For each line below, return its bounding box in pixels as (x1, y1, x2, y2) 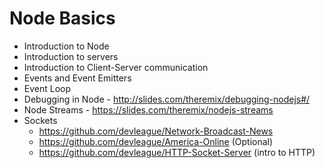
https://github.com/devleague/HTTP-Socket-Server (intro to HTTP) (38, 146, 316, 158)
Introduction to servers (23, 50, 119, 62)
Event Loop (23, 82, 72, 94)
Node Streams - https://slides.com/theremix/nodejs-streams (23, 103, 274, 116)
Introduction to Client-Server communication (23, 61, 209, 73)
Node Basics (9, 7, 116, 30)
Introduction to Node (23, 40, 110, 52)
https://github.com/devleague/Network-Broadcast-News (38, 125, 274, 137)
